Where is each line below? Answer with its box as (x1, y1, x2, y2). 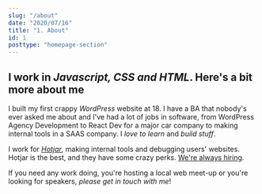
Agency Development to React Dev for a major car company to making (8, 120, 239, 130)
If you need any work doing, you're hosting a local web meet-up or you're (8, 168, 249, 177)
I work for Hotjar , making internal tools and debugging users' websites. (8, 144, 240, 154)
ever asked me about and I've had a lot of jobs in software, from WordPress (8, 112, 255, 121)
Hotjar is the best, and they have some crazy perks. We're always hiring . (8, 152, 245, 162)
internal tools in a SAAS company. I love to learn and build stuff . (8, 128, 216, 139)
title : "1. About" (8, 26, 69, 34)
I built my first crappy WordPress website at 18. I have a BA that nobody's (8, 104, 247, 113)
